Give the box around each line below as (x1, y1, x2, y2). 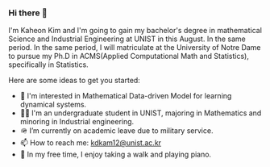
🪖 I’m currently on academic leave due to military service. (19, 126, 214, 136)
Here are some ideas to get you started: (8, 76, 141, 86)
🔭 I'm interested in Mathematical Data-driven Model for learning (19, 91, 232, 101)
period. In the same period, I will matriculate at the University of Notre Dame (8, 43, 261, 52)
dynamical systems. (19, 100, 87, 110)
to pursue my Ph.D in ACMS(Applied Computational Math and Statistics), (8, 52, 250, 61)
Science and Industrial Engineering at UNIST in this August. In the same (8, 34, 246, 44)
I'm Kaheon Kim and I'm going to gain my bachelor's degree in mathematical (8, 26, 262, 35)
